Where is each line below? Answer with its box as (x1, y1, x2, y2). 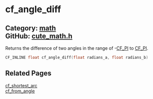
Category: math (5, 24, 56, 32)
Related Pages (5, 69, 52, 78)
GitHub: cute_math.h (5, 31, 72, 40)
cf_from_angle (5, 88, 35, 94)
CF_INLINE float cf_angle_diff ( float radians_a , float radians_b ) (5, 55, 148, 60)
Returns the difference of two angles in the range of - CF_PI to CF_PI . (5, 45, 148, 51)
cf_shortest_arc (5, 82, 37, 88)
